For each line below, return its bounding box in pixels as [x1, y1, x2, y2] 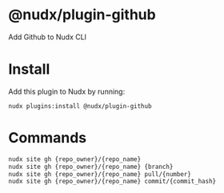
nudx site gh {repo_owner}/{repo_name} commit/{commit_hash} [8, 178, 217, 186]
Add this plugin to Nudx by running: [8, 86, 126, 96]
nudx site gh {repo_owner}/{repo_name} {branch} [8, 163, 174, 171]
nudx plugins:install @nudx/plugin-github [8, 102, 152, 110]
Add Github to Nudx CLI [8, 32, 86, 42]
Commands [8, 129, 87, 147]
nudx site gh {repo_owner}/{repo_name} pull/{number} [8, 170, 192, 178]
